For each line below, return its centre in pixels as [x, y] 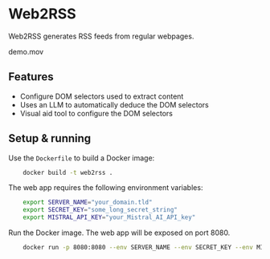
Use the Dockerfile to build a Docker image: [82, 158]
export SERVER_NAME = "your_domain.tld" [88, 202]
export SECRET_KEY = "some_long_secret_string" [100, 210]
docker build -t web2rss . [68, 172]
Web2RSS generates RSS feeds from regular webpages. [101, 36]
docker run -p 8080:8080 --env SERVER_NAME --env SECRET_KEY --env [138, 248]
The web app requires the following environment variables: [106, 188]
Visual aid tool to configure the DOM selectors [96, 113]
